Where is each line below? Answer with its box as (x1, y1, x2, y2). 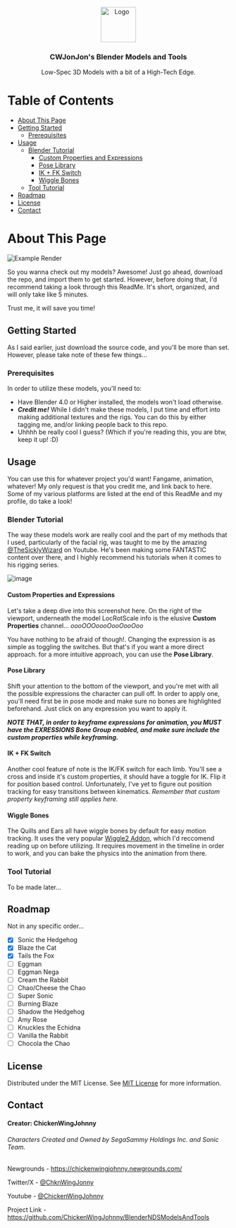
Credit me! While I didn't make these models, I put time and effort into (17, 405, 221, 414)
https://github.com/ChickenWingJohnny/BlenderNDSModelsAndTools (7, 1213, 210, 1222)
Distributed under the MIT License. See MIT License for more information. (7, 1079, 222, 1087)
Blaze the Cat (17, 944, 57, 952)
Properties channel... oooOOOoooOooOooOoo (7, 621, 144, 630)
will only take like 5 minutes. (7, 290, 89, 299)
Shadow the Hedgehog (17, 1007, 85, 1016)
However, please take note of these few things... (7, 350, 148, 359)
